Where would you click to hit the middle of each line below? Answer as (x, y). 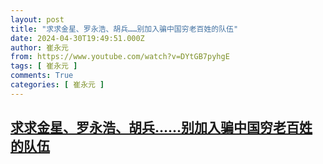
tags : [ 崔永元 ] (44, 66)
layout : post (37, 19)
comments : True (42, 76)
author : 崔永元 (39, 47)
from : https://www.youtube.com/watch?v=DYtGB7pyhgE (120, 57)
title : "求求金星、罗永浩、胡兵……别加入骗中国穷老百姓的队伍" (124, 29)
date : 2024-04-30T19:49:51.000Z (77, 38)
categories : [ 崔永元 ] (57, 85)
